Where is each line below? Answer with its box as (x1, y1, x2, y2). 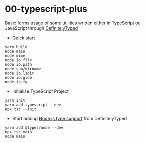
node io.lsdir (5, 71, 35, 76)
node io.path (5, 62, 32, 67)
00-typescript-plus (5, 3, 88, 15)
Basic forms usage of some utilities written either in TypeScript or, (5, 20, 141, 26)
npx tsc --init (5, 106, 37, 112)
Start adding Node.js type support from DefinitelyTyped (12, 115, 127, 121)
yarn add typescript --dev (5, 102, 61, 107)
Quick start (12, 35, 35, 41)
